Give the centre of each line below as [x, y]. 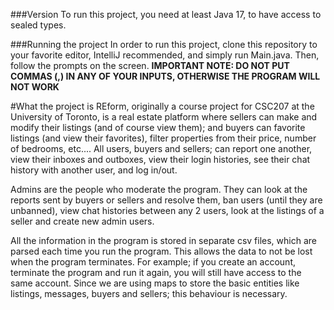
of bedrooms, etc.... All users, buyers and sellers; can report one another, [161, 148]
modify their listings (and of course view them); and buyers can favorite [158, 127]
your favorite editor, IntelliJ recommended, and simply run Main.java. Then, [165, 55]
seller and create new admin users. [82, 221]
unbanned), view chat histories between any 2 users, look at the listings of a [167, 210]
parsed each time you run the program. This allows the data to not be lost [161, 251]
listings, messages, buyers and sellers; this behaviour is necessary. [149, 293]
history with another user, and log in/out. [94, 170]
